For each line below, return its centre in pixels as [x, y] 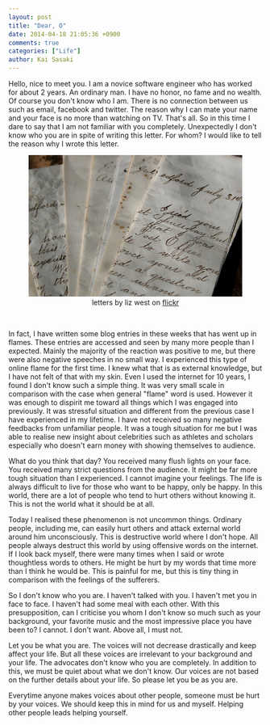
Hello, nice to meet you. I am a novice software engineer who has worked [130, 84]
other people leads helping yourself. [68, 713]
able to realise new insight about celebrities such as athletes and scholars [131, 437]
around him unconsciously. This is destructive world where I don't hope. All [133, 537]
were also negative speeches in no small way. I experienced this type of [128, 360]
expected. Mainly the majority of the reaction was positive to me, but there [132, 351]
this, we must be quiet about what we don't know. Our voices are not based [134, 672]
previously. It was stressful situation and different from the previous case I [131, 411]
